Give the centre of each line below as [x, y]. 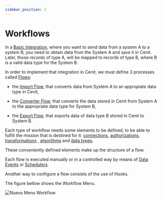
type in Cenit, [25, 92]
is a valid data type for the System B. [42, 62]
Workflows [27, 33]
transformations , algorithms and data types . [49, 140]
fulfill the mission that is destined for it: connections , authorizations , [73, 135]
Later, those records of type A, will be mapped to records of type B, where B [81, 57]
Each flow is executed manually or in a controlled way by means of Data [77, 159]
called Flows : [18, 77]
